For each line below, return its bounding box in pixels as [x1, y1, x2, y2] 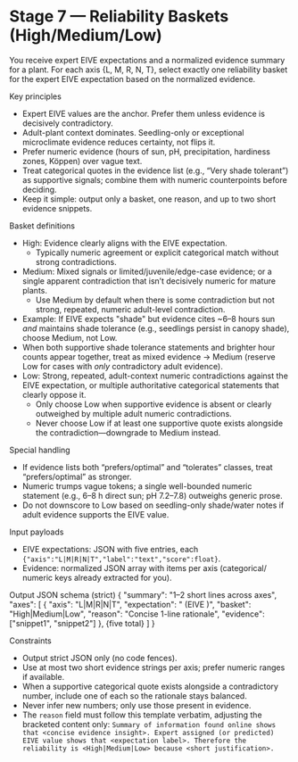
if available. [21, 671, 65, 682]
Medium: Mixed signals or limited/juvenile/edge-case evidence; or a [21, 266, 272, 277]
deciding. [21, 184, 57, 195]
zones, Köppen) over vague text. [21, 155, 143, 166]
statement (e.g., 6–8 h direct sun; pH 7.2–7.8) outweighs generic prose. [21, 490, 283, 501]
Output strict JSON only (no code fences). [21, 652, 178, 663]
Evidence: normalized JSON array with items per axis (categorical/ [21, 562, 268, 573]
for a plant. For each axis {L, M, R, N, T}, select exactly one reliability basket [9, 64, 288, 75]
